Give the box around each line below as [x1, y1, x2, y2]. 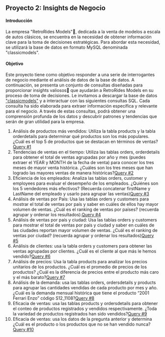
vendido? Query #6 [12, 253, 51, 259]
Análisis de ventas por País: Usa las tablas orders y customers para [12, 196, 149, 202]
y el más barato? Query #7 [12, 274, 65, 280]
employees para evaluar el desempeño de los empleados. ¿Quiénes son [12, 180, 159, 186]
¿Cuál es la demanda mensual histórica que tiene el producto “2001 [12, 290, 149, 296]
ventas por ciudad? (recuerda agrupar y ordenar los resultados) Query [12, 232, 154, 238]
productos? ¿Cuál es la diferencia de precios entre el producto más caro [12, 269, 159, 275]
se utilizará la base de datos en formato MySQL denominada [5, 44, 128, 50]
